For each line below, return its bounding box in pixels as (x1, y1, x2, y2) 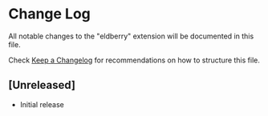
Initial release (19, 99, 64, 109)
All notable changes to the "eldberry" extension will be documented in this (8, 31, 254, 41)
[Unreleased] (8, 78, 76, 92)
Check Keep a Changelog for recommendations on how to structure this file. (8, 55, 261, 65)
